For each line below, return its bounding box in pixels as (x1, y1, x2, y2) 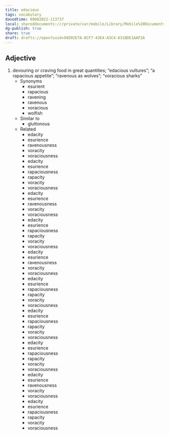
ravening (27, 94, 46, 100)
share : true (5, 31, 30, 36)
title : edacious (5, 7, 39, 13)
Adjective (5, 54, 36, 63)
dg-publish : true (5, 26, 42, 31)
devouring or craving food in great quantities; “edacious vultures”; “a (12, 67, 155, 73)
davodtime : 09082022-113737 (5, 17, 64, 22)
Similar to (20, 115, 40, 121)
